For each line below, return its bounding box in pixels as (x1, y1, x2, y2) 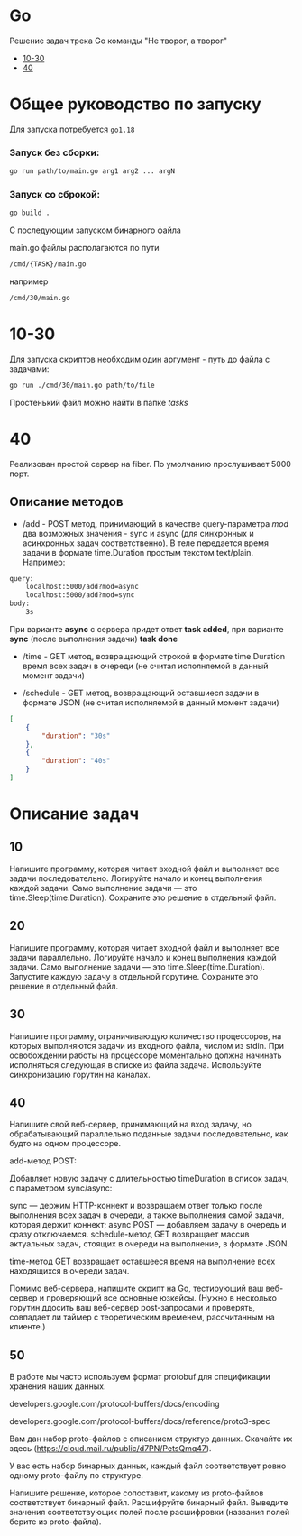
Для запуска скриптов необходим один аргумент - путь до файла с (9, 354, 270, 364)
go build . (9, 208, 50, 217)
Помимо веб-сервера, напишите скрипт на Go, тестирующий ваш (9, 1283, 264, 1294)
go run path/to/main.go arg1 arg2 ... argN (9, 167, 176, 176)
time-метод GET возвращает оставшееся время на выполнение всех (9, 1255, 276, 1267)
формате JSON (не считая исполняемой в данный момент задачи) (22, 696, 279, 708)
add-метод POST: (9, 1155, 77, 1166)
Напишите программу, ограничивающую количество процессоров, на (9, 1030, 282, 1042)
